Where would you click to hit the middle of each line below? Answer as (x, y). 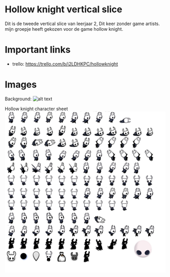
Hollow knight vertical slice (64, 9)
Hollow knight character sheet (37, 109)
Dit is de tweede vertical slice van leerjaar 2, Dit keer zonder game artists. (82, 24)
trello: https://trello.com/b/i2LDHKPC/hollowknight (65, 64)
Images (21, 85)
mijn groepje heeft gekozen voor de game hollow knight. (64, 29)
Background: (18, 99)
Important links (38, 50)
